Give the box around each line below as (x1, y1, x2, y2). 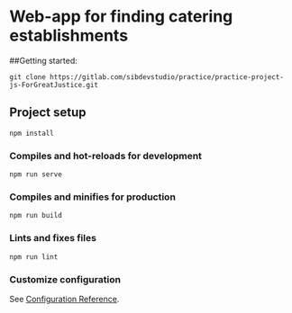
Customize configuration (9, 273, 122, 285)
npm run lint (9, 252, 59, 262)
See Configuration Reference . (9, 293, 120, 304)
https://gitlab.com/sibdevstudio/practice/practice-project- (49, 72, 284, 82)
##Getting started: (9, 55, 78, 66)
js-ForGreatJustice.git (9, 80, 99, 89)
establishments (9, 25, 129, 46)
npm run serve (9, 170, 63, 179)
